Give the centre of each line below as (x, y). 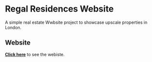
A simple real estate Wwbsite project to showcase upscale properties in (76, 22)
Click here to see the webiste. (35, 54)
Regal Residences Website (60, 9)
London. (13, 27)
